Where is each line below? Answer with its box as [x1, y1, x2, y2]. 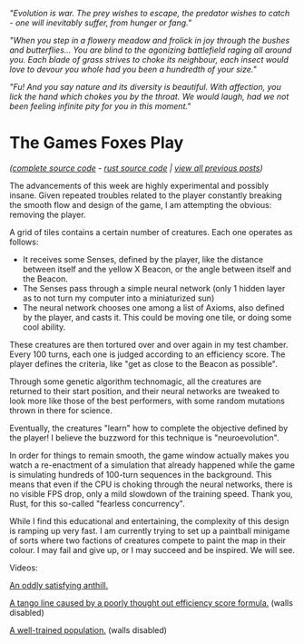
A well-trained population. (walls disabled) [9, 624, 168, 635]
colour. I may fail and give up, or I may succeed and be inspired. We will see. [9, 544, 296, 555]
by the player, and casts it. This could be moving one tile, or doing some [22, 312, 292, 322]
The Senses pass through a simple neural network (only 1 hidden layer [22, 282, 286, 293]
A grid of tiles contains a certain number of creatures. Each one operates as [9, 226, 293, 237]
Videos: [9, 562, 38, 573]
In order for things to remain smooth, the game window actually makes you [9, 450, 289, 461]
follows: [9, 236, 39, 247]
